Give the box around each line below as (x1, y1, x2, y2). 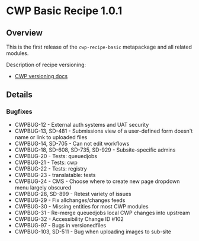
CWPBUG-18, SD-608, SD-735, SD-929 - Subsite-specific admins (14, 146, 176, 153)
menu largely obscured (14, 184, 72, 191)
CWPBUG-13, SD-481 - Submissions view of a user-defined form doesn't (14, 127, 193, 134)
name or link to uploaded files (14, 133, 88, 140)
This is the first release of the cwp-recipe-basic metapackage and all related (6, 43, 192, 50)
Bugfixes (6, 108, 33, 116)
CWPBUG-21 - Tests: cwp (14, 159, 78, 166)
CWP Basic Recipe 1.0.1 (6, 4, 123, 18)
